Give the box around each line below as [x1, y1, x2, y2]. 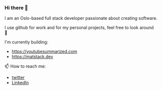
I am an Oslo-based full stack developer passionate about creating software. [4, 15, 158, 21]
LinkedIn [11, 80, 29, 86]
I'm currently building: [4, 39, 49, 45]
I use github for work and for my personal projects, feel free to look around [4, 25, 154, 30]
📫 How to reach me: [4, 63, 46, 69]
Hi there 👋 [4, 4, 29, 11]
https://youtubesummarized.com [11, 48, 77, 55]
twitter [11, 75, 25, 80]
